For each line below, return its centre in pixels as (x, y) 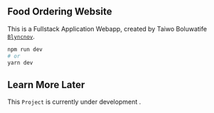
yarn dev (20, 63)
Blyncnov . (21, 36)
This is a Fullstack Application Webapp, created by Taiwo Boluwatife (107, 28)
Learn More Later (46, 85)
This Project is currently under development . (74, 102)
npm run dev (25, 49)
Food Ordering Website (60, 12)
